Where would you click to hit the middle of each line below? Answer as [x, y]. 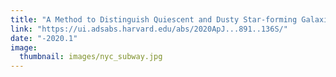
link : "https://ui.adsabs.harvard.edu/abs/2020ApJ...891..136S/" [149, 29]
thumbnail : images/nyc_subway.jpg [91, 57]
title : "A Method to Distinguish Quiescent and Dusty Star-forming [154, 19]
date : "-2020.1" [44, 38]
